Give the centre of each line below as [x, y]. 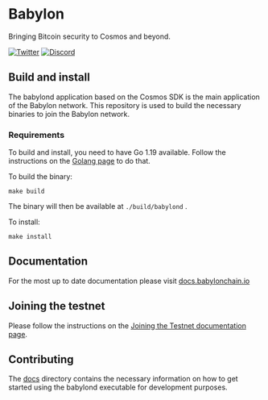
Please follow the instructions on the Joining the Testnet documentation [128, 325]
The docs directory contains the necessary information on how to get [124, 379]
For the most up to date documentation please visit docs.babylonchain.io [129, 281]
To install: [24, 222]
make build [27, 192]
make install [30, 237]
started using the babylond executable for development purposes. [118, 387]
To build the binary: [40, 177]
